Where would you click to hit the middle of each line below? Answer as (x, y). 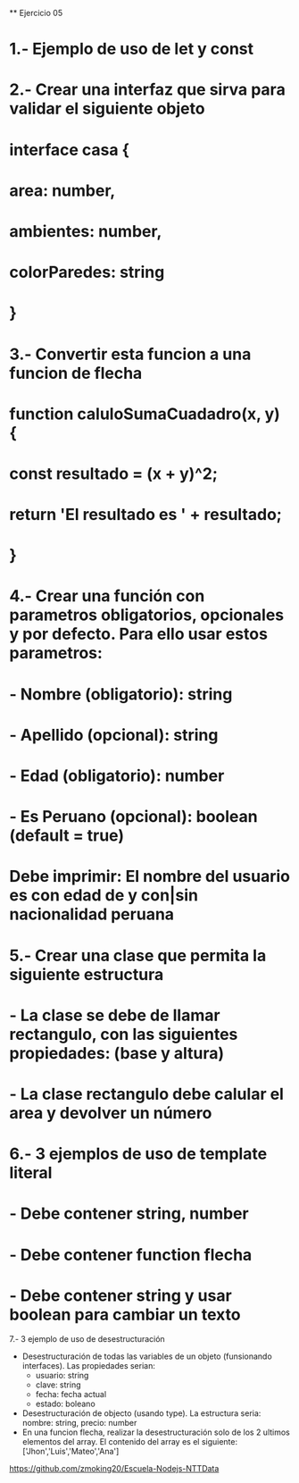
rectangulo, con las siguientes (124, 1034)
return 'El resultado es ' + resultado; (146, 515)
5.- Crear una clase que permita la (138, 955)
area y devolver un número (111, 1113)
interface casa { (69, 150)
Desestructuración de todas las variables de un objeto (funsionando (147, 1356)
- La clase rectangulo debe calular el (146, 1094)
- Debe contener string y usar (120, 1295)
